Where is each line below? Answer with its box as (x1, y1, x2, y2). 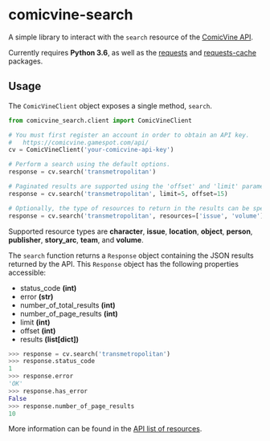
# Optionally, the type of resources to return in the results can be (8, 204, 250, 212)
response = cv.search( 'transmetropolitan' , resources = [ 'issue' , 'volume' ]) (8, 211, 268, 220)
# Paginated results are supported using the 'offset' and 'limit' (8, 182, 239, 190)
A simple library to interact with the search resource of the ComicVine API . (8, 32, 253, 42)
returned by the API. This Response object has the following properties (8, 259, 239, 268)
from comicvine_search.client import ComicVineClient (8, 116, 193, 125)
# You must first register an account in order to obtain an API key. (8, 131, 250, 139)
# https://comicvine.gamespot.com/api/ (8, 138, 149, 146)
